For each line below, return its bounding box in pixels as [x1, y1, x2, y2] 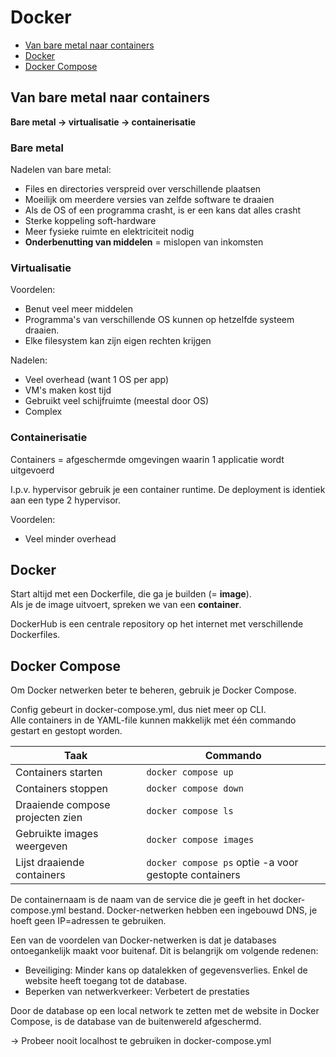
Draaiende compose [15, 798, 111, 812]
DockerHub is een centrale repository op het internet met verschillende [10, 618, 304, 630]
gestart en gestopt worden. [10, 725, 123, 737]
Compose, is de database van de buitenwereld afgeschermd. [10, 1016, 262, 1028]
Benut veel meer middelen [24, 303, 134, 315]
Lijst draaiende [15, 856, 85, 870]
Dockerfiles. [10, 629, 61, 641]
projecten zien [15, 811, 83, 825]
